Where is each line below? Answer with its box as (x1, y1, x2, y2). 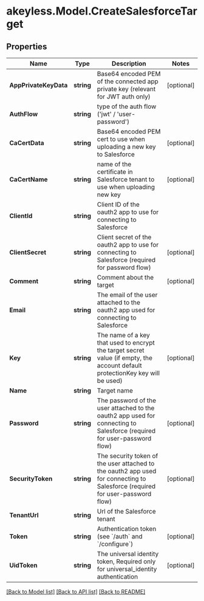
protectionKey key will (97, 369, 160, 377)
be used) (97, 377, 123, 385)
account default (97, 362, 142, 369)
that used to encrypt (97, 338, 155, 347)
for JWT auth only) (97, 92, 151, 101)
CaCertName (9, 175, 48, 184)
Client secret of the (97, 233, 152, 241)
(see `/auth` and (97, 532, 143, 540)
